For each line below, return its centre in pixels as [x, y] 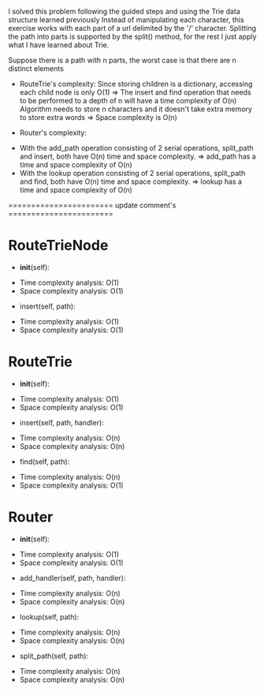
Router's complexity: [53, 133]
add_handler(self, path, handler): [73, 578]
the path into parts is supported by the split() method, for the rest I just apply [132, 36]
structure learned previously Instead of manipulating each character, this [126, 20]
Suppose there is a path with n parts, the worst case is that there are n [122, 60]
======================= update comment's [92, 205]
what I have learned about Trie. [59, 45]
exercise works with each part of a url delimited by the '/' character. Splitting [132, 28]
